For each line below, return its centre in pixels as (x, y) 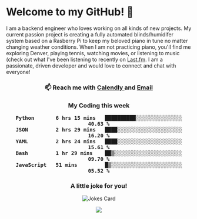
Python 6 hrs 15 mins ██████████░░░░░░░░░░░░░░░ (99, 118)
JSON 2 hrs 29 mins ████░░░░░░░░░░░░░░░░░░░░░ (99, 130)
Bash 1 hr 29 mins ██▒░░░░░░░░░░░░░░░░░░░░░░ (99, 153)
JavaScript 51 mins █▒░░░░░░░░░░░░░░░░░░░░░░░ (99, 165)
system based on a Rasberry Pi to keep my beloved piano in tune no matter (97, 41)
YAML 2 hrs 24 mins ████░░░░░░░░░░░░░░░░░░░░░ (99, 141)
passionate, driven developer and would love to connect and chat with (91, 65)
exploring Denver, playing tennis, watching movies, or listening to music (93, 53)
